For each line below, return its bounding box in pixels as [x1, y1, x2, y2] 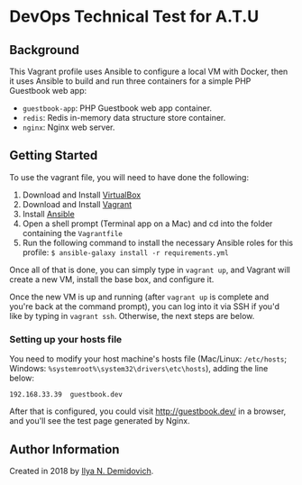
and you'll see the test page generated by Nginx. [9, 416, 191, 426]
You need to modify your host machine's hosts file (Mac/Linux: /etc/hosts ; [9, 353, 287, 364]
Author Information [9, 442, 120, 457]
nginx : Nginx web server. [22, 122, 115, 133]
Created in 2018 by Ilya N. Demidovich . [9, 465, 154, 476]
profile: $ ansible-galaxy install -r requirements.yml [22, 246, 229, 258]
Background [9, 42, 79, 58]
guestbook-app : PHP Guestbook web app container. [22, 103, 213, 114]
